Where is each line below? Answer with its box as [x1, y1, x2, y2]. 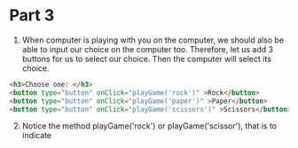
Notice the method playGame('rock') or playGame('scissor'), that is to [21, 121, 278, 131]
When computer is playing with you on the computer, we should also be [21, 35, 285, 45]
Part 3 [9, 5, 55, 26]
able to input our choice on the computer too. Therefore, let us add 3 [21, 43, 273, 54]
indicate [21, 130, 52, 141]
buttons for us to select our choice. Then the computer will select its [21, 53, 272, 64]
